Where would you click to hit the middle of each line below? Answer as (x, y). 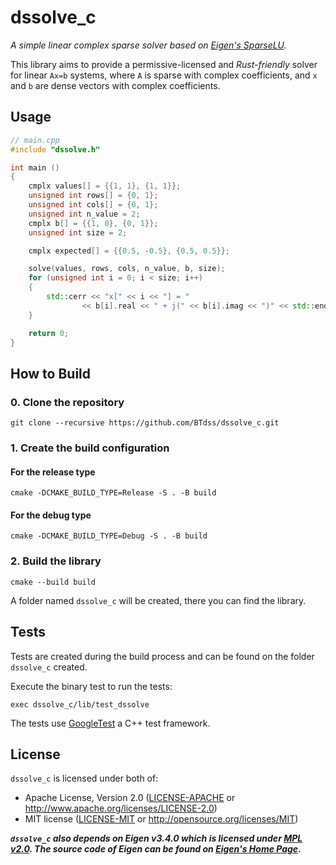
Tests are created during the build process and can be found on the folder (162, 656)
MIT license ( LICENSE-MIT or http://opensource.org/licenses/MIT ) (161, 819)
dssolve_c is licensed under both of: (84, 778)
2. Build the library (56, 561)
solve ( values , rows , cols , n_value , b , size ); (127, 269)
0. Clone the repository (67, 402)
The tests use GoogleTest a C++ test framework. (110, 723)
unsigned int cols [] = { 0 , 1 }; (93, 205)
